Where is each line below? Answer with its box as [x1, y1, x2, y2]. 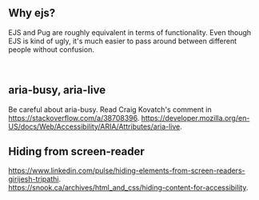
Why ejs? [8, 6, 56, 20]
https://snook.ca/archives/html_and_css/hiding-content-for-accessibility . [8, 183, 249, 193]
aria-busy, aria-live [8, 83, 106, 97]
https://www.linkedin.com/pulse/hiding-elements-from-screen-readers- [8, 166, 245, 175]
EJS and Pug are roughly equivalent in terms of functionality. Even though [8, 27, 252, 37]
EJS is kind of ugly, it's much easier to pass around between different [8, 36, 237, 46]
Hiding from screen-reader [8, 145, 145, 158]
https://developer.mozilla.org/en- [141, 113, 250, 122]
